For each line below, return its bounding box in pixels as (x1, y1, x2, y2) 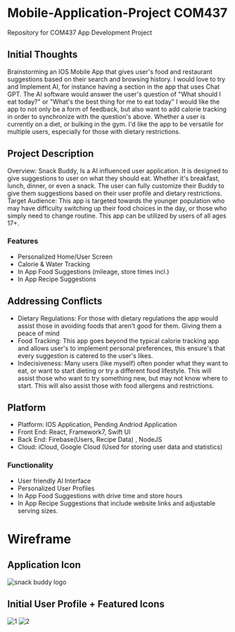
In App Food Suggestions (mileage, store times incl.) (17, 267, 170, 275)
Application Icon (7, 559, 81, 571)
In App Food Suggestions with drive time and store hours (17, 491, 183, 500)
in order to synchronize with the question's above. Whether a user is (7, 112, 205, 120)
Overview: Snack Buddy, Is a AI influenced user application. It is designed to (7, 166, 229, 175)
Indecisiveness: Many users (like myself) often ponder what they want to (17, 359, 229, 367)
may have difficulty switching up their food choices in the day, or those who (7, 204, 227, 212)
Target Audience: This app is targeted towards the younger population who (7, 196, 225, 205)
